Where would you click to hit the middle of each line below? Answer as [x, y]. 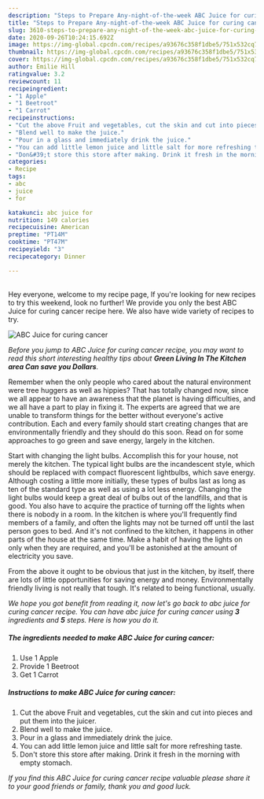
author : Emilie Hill [42, 67]
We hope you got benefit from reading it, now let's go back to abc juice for [129, 603]
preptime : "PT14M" [38, 235]
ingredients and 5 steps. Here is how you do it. [84, 620]
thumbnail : [26, 52]
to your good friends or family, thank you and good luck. [100, 786]
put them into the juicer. [58, 720]
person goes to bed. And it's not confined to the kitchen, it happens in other [131, 531]
